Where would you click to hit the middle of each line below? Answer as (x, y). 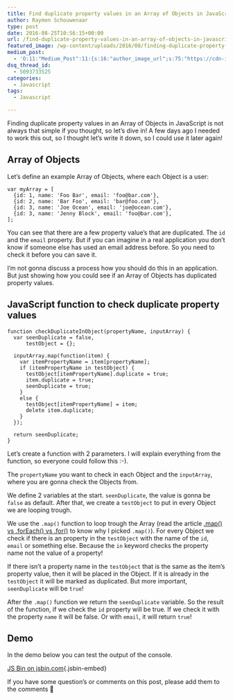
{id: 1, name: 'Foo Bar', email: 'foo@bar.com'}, (86, 195)
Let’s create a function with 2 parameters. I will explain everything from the (114, 453)
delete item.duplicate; (60, 410)
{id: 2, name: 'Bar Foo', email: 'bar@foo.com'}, (86, 201)
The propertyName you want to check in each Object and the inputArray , (110, 474)
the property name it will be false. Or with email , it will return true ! (100, 616)
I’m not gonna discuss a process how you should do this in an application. (113, 268)
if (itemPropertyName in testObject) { (77, 368)
